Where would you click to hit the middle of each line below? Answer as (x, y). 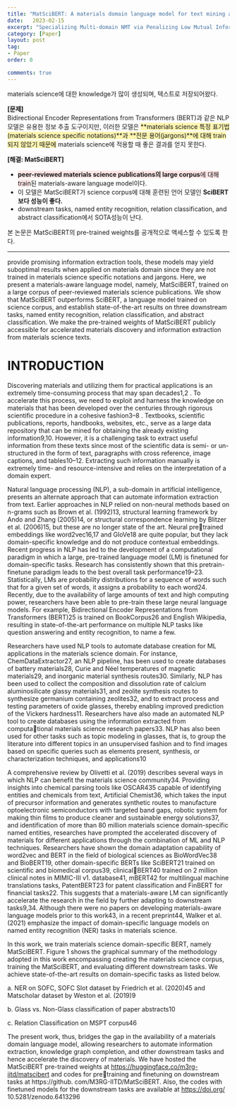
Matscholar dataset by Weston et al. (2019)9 (72, 995)
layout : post (26, 40)
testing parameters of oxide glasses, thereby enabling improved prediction (116, 706)
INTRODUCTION (56, 366)
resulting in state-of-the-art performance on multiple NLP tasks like (105, 624)
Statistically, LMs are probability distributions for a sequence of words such (117, 579)
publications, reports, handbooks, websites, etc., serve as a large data (109, 423)
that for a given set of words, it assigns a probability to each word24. (107, 587)
